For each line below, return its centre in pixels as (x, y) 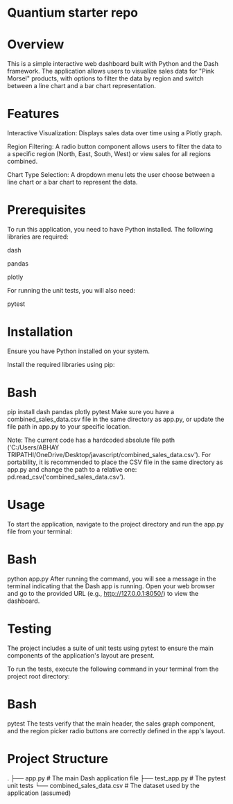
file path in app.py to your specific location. (69, 426)
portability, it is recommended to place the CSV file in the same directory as (115, 462)
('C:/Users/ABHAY (33, 447)
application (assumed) (39, 793)
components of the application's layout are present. (81, 655)
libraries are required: (38, 237)
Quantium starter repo (73, 13)
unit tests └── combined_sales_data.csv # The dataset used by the (103, 785)
